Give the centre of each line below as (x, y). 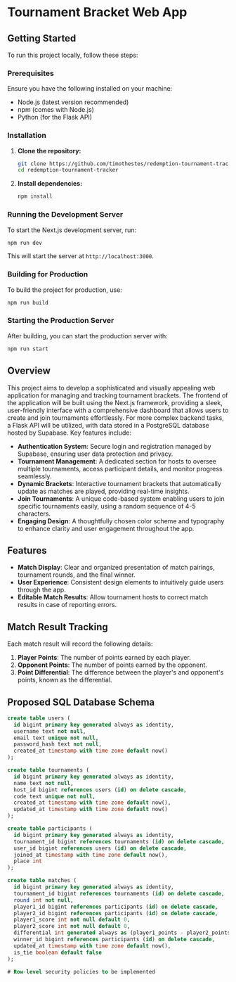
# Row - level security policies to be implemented (81, 971)
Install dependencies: (50, 184)
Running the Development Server (65, 215)
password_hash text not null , (58, 744)
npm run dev (25, 243)
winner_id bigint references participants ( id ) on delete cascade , (114, 940)
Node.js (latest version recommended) (73, 102)
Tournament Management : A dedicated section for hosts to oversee (117, 461)
